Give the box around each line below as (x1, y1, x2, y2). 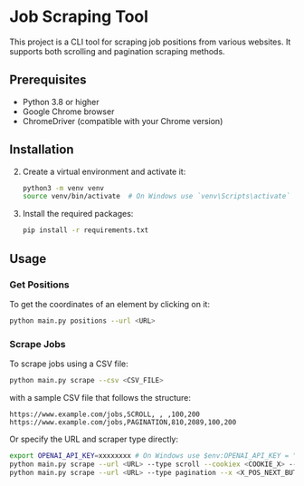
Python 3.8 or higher (22, 96, 100, 107)
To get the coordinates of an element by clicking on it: (9, 298, 211, 309)
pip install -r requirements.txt (22, 226, 149, 235)
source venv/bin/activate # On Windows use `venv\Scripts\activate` (22, 192, 291, 201)
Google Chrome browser (22, 106, 115, 117)
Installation (9, 142, 74, 158)
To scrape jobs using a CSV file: (9, 358, 128, 369)
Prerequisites (9, 73, 87, 88)
